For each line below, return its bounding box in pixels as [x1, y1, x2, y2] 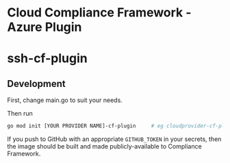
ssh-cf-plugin [7, 51, 88, 66]
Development [7, 77, 66, 90]
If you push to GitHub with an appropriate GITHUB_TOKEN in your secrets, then [7, 135, 222, 143]
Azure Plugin [7, 19, 82, 35]
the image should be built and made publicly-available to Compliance [7, 142, 202, 151]
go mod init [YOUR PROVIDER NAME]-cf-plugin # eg [7, 123, 164, 129]
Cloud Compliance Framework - [7, 5, 192, 21]
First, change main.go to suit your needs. [7, 96, 123, 104]
